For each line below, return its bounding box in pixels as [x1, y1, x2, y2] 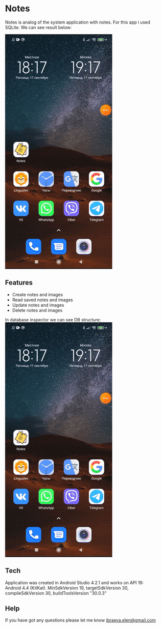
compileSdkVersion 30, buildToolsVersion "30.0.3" [5, 590, 107, 596]
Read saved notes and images [12, 297, 73, 303]
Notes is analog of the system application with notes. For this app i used [5, 19, 151, 25]
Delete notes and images [12, 307, 63, 313]
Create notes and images [12, 291, 63, 297]
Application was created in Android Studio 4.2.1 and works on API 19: [5, 579, 144, 585]
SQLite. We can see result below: [5, 24, 72, 30]
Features [5, 279, 33, 287]
